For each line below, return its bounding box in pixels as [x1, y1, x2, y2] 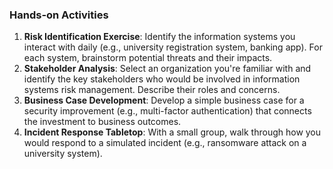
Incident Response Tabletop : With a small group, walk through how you [23, 126, 322, 138]
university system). [23, 148, 103, 160]
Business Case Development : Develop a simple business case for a [23, 94, 305, 107]
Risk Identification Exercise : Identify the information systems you [23, 31, 296, 43]
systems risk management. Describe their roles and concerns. [23, 84, 281, 96]
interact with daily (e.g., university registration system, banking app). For [23, 41, 323, 53]
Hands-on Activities [9, 8, 109, 22]
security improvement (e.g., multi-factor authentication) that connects [23, 105, 312, 117]
